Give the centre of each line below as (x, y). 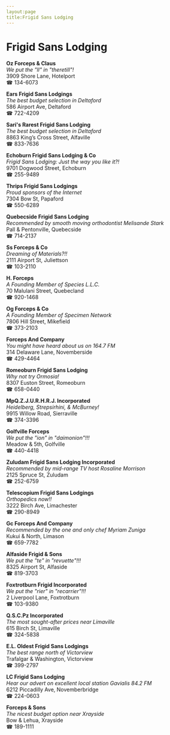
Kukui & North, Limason (35, 536)
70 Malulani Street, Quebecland (45, 291)
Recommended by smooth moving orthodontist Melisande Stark (85, 223)
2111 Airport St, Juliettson (37, 260)
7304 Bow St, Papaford (35, 199)
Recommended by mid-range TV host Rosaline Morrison (76, 469)
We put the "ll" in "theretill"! (40, 70)
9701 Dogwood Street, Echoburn (46, 168)
